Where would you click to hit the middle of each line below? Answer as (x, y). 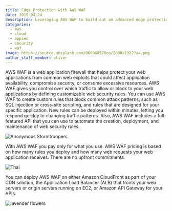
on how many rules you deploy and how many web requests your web (79, 152)
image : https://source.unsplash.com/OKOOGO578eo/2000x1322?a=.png (78, 53)
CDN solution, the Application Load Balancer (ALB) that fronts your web (81, 183)
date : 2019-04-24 (24, 15)
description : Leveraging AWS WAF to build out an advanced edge (75, 19)
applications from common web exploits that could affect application (78, 78)
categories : (18, 24)
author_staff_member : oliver (36, 58)
